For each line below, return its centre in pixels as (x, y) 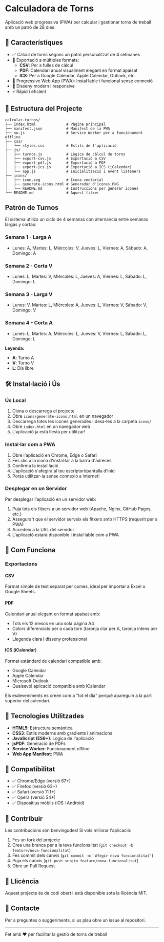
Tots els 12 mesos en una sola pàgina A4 (53, 623)
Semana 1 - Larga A (28, 237)
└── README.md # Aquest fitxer (52, 193)
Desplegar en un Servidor (36, 489)
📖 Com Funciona (31, 550)
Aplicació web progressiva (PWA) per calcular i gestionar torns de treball (78, 22)
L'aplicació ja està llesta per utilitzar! (49, 432)
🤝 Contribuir (24, 819)
